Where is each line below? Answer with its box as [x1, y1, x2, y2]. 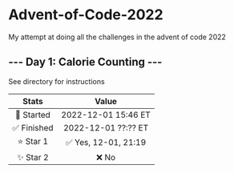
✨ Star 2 [17, 151, 50, 163]
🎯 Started [14, 109, 50, 120]
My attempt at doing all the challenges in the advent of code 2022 [8, 32, 227, 42]
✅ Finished [12, 122, 54, 133]
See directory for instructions [8, 76, 106, 86]
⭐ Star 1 [17, 135, 49, 147]
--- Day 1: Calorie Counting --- [8, 55, 163, 69]
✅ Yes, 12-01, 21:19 [65, 137, 147, 148]
